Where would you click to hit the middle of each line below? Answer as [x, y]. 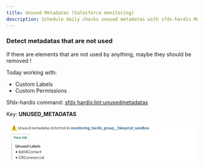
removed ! [19, 61]
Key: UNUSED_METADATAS [42, 114]
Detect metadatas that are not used [59, 41]
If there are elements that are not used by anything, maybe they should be [99, 54]
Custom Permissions [41, 90]
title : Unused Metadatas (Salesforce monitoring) [70, 13]
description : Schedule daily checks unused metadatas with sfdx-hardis [99, 19]
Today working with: [32, 72]
